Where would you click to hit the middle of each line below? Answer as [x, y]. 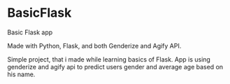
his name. [21, 74]
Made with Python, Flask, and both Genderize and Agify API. [94, 45]
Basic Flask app [30, 32]
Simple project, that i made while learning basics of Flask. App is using [109, 59]
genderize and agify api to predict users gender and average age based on [115, 66]
